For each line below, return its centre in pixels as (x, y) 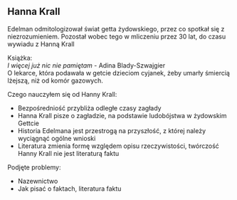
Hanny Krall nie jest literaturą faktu (68, 153)
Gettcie (28, 123)
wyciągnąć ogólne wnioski (57, 138)
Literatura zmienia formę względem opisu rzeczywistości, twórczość (118, 146)
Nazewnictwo (38, 181)
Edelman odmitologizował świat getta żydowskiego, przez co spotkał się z (116, 28)
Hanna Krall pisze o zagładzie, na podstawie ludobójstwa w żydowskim (122, 115)
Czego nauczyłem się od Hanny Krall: (62, 94)
